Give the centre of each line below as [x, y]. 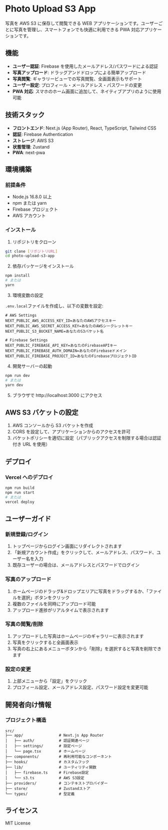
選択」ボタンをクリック [45, 597]
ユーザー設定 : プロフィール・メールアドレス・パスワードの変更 [77, 85]
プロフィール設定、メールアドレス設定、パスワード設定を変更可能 [80, 687]
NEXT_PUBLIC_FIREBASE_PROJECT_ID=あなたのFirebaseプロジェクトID [71, 356]
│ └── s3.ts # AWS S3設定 [45, 778]
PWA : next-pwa [29, 152]
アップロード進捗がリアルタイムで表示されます [60, 610]
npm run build [20, 488]
